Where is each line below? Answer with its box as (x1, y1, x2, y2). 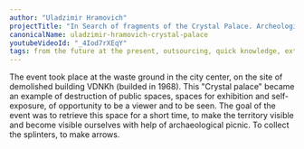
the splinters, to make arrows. (9, 129, 120, 140)
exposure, (9, 100, 47, 111)
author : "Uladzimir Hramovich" (9, 13, 128, 23)
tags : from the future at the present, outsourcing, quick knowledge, (9, 47, 281, 56)
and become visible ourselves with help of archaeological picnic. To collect (9, 119, 290, 131)
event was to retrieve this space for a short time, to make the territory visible (9, 110, 294, 121)
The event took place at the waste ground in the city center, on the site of (9, 71, 283, 82)
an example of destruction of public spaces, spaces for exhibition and (9, 91, 270, 102)
